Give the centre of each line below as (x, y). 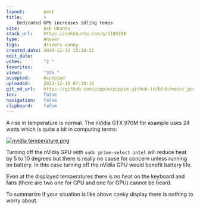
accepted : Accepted (36, 78)
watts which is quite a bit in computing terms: (62, 129)
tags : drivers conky (42, 45)
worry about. (22, 200)
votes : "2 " (30, 61)
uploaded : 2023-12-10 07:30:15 (50, 84)
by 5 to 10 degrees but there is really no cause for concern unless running (97, 158)
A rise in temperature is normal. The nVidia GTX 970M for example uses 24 (98, 123)
